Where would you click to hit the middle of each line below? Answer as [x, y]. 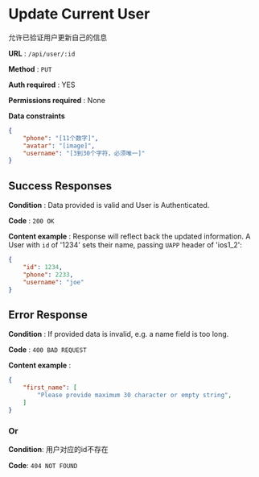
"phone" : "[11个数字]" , [61, 138]
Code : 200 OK [31, 221]
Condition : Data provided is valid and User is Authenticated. [109, 205]
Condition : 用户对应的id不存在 [58, 449]
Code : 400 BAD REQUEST [47, 350]
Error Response [48, 315]
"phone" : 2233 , [48, 275]
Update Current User [79, 14]
